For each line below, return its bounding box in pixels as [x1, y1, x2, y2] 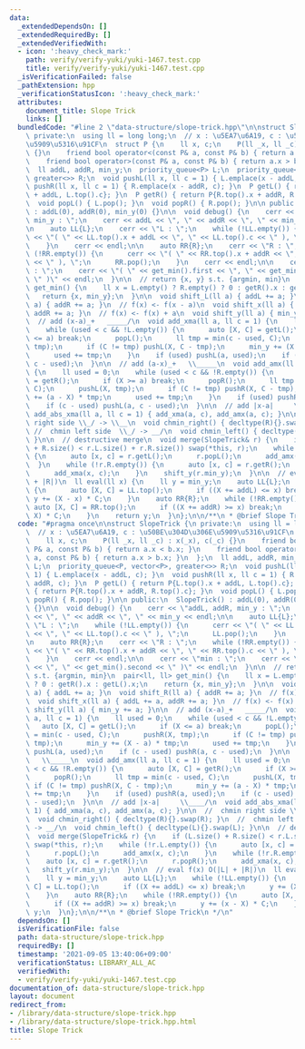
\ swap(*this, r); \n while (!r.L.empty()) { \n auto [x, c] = [25, 840, 295, 849]
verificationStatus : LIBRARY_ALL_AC [17, 958, 156, 967]
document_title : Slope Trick [25, 106, 136, 115]
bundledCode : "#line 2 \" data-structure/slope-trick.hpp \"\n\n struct [17, 123, 286, 132]
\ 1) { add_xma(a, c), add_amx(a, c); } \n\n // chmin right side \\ [25, 807, 299, 816]
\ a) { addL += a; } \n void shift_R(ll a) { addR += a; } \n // [25, 688, 279, 697]
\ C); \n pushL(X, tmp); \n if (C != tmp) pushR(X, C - [25, 385, 274, 394]
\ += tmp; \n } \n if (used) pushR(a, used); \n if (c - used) [25, 789, 295, 799]
